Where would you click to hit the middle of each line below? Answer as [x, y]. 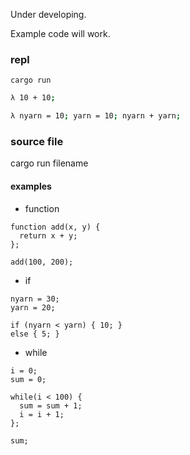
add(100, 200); [42, 262]
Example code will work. [60, 33]
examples [31, 186]
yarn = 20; [33, 307]
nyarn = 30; [35, 299]
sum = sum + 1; [51, 405]
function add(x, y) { [55, 227]
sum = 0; [28, 379]
